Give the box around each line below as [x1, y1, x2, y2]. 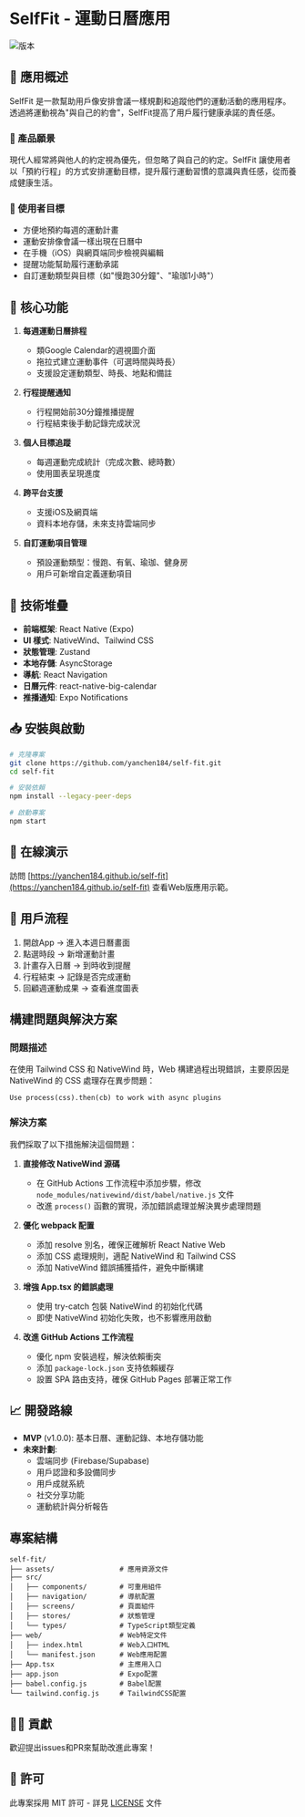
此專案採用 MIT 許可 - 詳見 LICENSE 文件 [9, 1797, 162, 1808]
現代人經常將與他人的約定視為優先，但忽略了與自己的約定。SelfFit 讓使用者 [9, 154, 291, 165]
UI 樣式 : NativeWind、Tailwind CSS [22, 635, 155, 646]
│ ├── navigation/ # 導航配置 [9, 1593, 156, 1602]
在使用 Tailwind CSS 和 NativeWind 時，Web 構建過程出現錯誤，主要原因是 [9, 1064, 290, 1075]
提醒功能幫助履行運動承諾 [22, 259, 119, 270]
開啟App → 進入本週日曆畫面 [22, 937, 130, 948]
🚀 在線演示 [9, 845, 68, 860]
